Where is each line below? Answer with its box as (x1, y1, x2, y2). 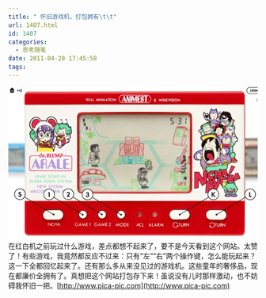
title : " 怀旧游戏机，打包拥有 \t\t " (8, 13, 117, 21)
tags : (8, 63, 26, 71)
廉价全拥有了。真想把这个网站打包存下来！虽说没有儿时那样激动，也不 (21, 270, 251, 281)
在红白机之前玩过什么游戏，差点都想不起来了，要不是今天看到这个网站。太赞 (8, 241, 258, 250)
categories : (8, 38, 47, 46)
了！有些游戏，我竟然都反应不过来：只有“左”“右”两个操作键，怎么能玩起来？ (8, 250, 256, 261)
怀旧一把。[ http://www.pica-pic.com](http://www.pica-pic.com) (21, 281, 230, 290)
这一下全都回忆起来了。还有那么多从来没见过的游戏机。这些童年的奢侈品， (8, 261, 251, 270)
